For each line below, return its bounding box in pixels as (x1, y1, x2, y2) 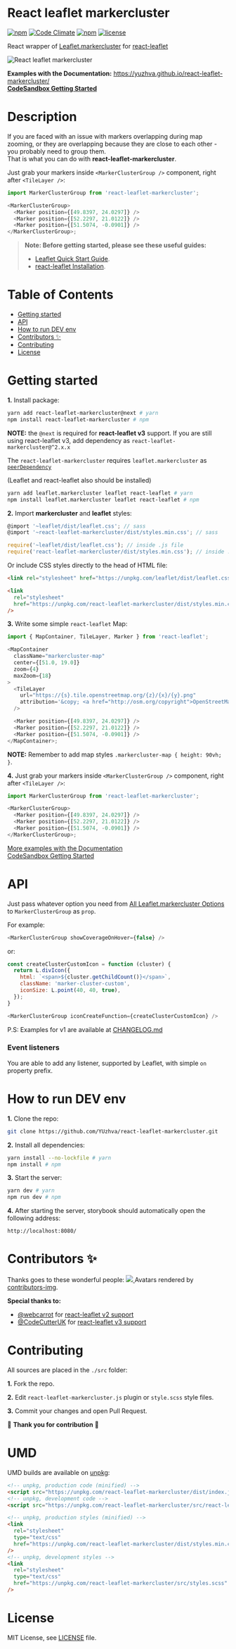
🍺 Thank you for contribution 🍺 (7, 1421, 100, 1429)
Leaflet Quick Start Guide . (34, 255, 110, 263)
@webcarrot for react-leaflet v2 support (17, 1310, 134, 1319)
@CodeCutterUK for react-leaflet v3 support (17, 1318, 147, 1326)
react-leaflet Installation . (34, 262, 106, 270)
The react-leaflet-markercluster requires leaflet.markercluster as (7, 456, 207, 464)
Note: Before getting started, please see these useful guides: (24, 241, 207, 249)
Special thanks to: (7, 1297, 61, 1305)
